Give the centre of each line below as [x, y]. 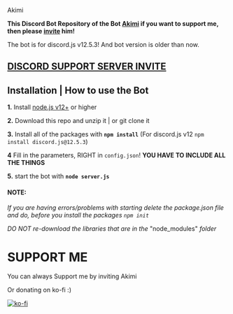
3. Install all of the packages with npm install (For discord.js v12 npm [106, 134]
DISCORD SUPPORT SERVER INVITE [87, 67]
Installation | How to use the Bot [78, 90]
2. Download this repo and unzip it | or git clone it [78, 121]
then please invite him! [41, 31]
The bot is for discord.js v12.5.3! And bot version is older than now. [103, 44]
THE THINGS [26, 163]
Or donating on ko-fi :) [40, 290]
